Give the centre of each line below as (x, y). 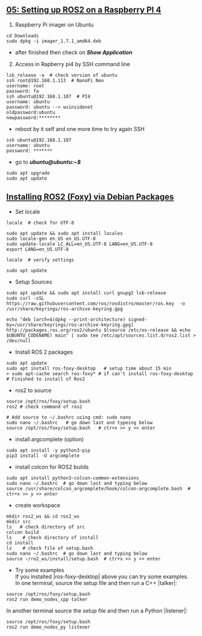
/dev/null (19, 340)
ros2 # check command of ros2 (44, 407)
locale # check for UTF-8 (40, 223)
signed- (138, 319)
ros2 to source (33, 390)
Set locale (28, 211)
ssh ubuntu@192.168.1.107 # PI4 (48, 96)
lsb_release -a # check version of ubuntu (62, 75)
